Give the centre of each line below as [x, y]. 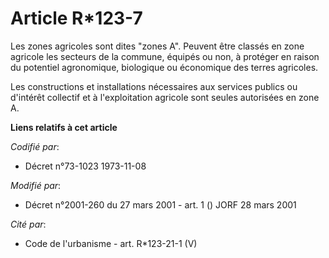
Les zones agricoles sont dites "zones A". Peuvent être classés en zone [157, 46]
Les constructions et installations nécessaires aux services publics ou [154, 86]
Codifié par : [35, 146]
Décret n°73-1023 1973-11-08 [85, 166]
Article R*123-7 [76, 18]
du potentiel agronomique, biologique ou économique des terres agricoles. [164, 67]
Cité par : [28, 224]
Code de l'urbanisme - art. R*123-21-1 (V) [111, 243]
